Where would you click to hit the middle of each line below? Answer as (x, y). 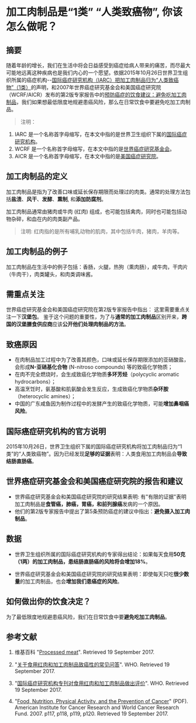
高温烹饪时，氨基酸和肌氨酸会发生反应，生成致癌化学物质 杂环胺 (91, 389)
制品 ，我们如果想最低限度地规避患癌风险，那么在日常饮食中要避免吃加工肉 (96, 102)
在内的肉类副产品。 (60, 219)
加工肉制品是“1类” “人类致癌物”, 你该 (94, 12)
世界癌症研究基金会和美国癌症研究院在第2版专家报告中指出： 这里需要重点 (96, 310)
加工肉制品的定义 (37, 176)
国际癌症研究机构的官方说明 (56, 431)
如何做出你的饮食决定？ (48, 602)
